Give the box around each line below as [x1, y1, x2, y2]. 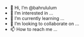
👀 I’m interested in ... [10, 10, 53, 16]
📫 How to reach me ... [10, 26, 58, 32]
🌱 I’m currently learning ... [10, 15, 65, 21]
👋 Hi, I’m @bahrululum [10, 5, 57, 10]
